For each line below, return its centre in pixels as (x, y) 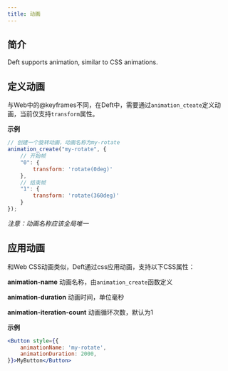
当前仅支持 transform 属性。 (59, 114)
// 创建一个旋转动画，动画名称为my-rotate (64, 143)
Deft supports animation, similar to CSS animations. (83, 62)
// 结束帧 (33, 183)
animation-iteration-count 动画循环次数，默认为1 (80, 312)
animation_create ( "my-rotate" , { (57, 149)
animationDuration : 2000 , (59, 354)
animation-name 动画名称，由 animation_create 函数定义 (90, 282)
